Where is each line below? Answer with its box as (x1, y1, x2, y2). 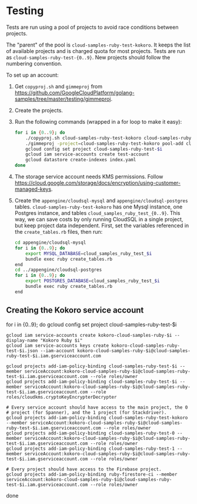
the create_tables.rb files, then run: (14, 228, 103, 236)
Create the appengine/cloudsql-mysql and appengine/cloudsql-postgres (14, 197, 188, 204)
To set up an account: (6, 71, 59, 78)
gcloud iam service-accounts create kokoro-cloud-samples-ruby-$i (6, 332, 172, 338)
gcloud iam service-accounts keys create (6, 343, 109, 349)
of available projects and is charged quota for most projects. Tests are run (6, 47, 185, 54)
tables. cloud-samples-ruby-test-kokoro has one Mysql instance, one (14, 203, 183, 210)
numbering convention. (6, 60, 63, 67)
